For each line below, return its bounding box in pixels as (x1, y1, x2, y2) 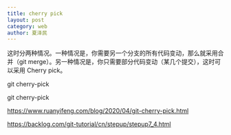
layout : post (7, 17, 45, 23)
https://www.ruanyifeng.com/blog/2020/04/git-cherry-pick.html (7, 107, 189, 115)
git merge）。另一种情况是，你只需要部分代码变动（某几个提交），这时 (19, 58, 215, 66)
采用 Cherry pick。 (12, 66, 67, 74)
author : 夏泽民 (7, 29, 47, 37)
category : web (7, 23, 48, 30)
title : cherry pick (7, 10, 63, 17)
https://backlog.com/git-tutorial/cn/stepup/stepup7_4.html (7, 120, 172, 128)
